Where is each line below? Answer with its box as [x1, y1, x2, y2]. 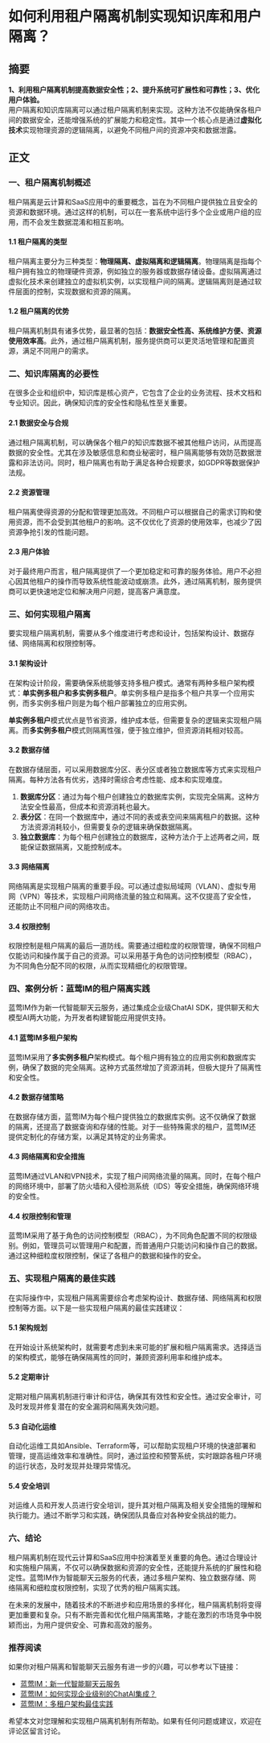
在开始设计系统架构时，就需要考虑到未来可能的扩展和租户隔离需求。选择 [8, 1342, 247, 1352]
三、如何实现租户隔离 [8, 609, 91, 620]
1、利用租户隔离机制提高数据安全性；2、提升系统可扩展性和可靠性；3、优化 [8, 85, 260, 94]
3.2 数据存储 [8, 746, 50, 755]
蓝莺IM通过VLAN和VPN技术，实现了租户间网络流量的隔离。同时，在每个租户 [8, 1171, 262, 1181]
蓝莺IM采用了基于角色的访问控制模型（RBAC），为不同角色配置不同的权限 [8, 1231, 251, 1241]
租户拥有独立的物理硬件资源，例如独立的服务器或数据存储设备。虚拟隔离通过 [8, 266, 262, 276]
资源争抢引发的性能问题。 [8, 527, 93, 536]
